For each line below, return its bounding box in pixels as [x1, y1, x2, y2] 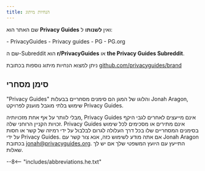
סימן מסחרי [6, 79, 49, 89]
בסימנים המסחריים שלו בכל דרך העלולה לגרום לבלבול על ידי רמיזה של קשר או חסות [6, 127, 199, 134]
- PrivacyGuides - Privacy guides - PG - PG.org [6, 37, 125, 45]
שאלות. [6, 146, 23, 154]
